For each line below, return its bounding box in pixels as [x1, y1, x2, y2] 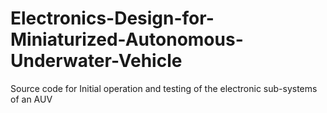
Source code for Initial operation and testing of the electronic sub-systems [10, 82, 318, 94]
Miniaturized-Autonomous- [10, 28, 244, 51]
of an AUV [10, 93, 53, 105]
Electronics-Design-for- [10, 7, 215, 30]
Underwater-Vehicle [10, 50, 183, 72]
